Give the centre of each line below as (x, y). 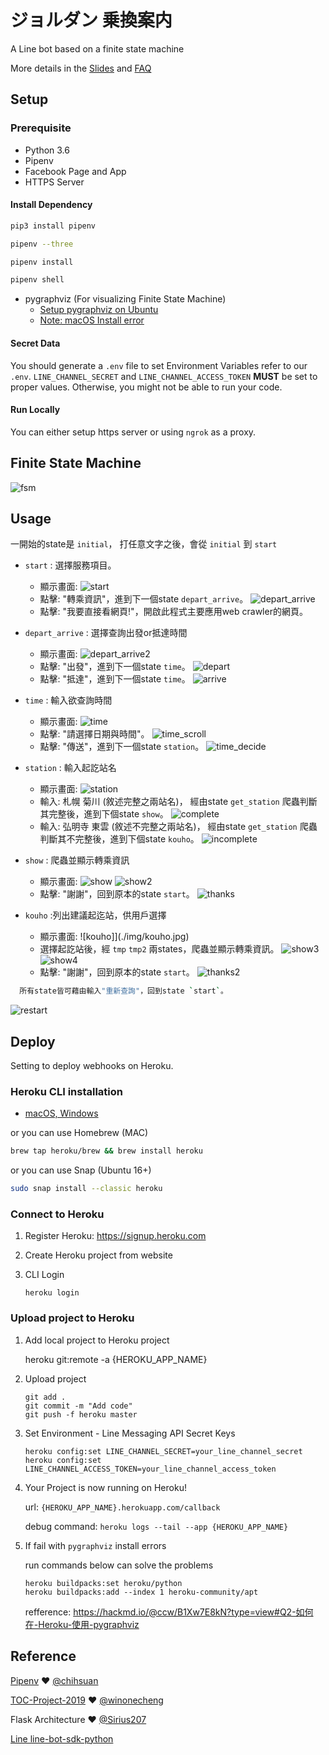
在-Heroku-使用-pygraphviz (82, 1624)
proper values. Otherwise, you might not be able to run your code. (146, 387)
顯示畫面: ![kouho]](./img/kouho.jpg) (114, 937)
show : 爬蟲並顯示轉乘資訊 (77, 860)
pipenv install (42, 262)
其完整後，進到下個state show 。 (104, 814)
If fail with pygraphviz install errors (95, 1545)
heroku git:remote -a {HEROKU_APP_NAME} (116, 1359)
